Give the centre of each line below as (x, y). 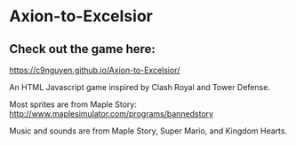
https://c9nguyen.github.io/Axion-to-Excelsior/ (95, 70)
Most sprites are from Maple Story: (73, 104)
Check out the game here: (82, 49)
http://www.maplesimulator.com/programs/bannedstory (112, 114)
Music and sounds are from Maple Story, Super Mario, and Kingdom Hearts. (148, 131)
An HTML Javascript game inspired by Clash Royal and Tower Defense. (140, 87)
